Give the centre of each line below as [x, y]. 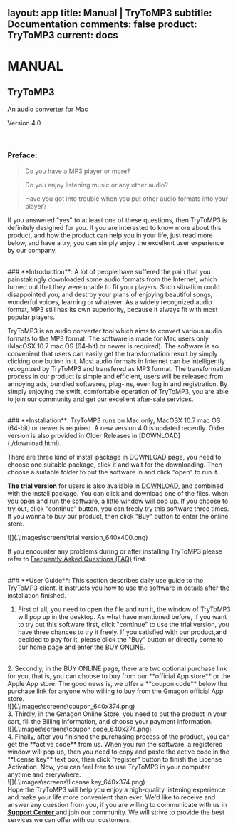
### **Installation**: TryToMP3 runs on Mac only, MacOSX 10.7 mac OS [114, 420]
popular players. [31, 317]
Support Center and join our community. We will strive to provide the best [116, 812]
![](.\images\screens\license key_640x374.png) [76, 782]
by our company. [32, 250]
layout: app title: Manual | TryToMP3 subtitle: [110, 13]
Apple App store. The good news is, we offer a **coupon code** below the [118, 683]
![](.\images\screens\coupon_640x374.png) [71, 706]
